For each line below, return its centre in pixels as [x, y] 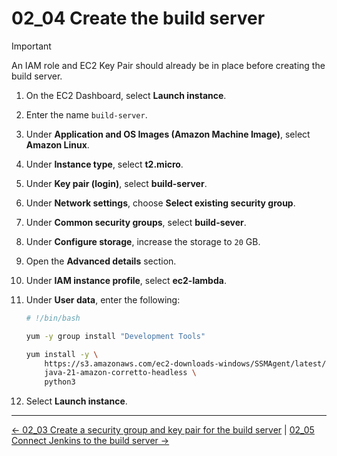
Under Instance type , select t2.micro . [104, 164]
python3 [60, 382]
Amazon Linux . [57, 144]
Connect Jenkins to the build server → [90, 441]
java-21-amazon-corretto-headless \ [120, 373]
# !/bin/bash [53, 318]
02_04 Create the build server [138, 18]
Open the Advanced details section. [101, 261]
